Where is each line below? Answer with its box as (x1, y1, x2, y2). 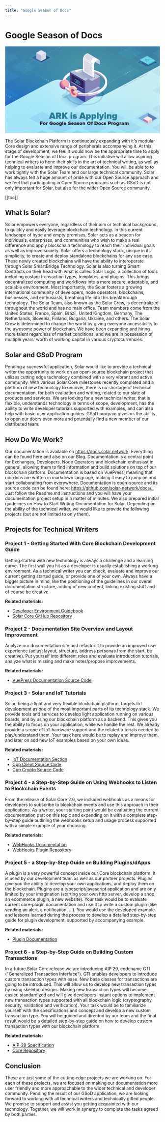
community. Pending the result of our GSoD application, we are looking (5, 1091, 149, 1096)
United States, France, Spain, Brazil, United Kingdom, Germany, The (5, 310, 143, 316)
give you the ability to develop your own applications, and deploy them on (5, 880, 155, 887)
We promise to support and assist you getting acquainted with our (5, 1101, 139, 1107)
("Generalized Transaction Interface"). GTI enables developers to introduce (5, 971, 157, 977)
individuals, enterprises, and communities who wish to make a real (5, 237, 140, 243)
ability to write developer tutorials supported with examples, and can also (5, 405, 154, 411)
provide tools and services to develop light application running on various (5, 711, 154, 717)
